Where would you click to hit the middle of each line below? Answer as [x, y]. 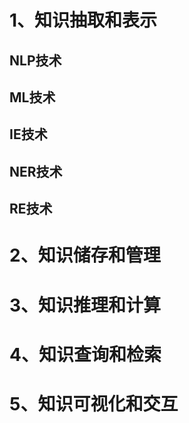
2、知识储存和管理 [85, 255]
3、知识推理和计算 [85, 305]
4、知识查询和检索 [85, 354]
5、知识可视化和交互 [94, 403]
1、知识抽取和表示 [83, 20]
